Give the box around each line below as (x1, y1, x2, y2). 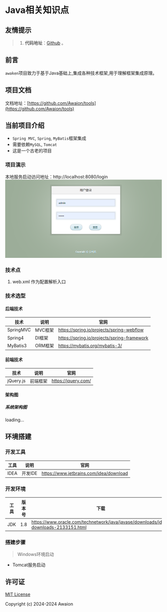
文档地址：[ (5, 100, 29, 106)
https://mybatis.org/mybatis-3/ (58, 342, 122, 348)
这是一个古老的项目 (12, 148, 52, 154)
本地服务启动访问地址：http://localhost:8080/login (5, 173, 108, 179)
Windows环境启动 (17, 551, 54, 557)
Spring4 (7, 335, 24, 341)
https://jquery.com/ (51, 378, 91, 384)
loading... (5, 417, 24, 423)
